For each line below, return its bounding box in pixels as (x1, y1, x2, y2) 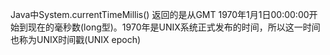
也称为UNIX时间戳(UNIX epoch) (10, 34, 142, 45)
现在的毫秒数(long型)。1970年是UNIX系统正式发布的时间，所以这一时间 (27, 21, 321, 33)
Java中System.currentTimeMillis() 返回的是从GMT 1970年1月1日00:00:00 (10, 9, 310, 20)
